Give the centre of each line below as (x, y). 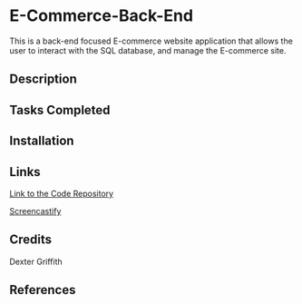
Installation (42, 141)
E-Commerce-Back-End (101, 16)
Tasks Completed (60, 110)
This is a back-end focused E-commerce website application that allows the (151, 41)
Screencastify (35, 211)
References (43, 290)
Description (43, 79)
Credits (31, 240)
